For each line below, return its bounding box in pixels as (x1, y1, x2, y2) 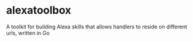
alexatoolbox (6, 4, 71, 17)
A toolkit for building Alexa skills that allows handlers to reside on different (6, 23, 188, 30)
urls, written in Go (6, 29, 50, 36)
